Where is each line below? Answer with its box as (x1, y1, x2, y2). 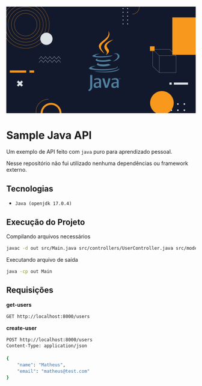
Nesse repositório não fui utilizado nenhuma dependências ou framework (6, 160, 188, 167)
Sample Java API (6, 128, 92, 142)
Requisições (6, 285, 54, 295)
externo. (6, 166, 27, 173)
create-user (6, 324, 37, 331)
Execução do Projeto (6, 217, 85, 227)
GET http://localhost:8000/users (6, 313, 90, 319)
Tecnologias (6, 184, 54, 194)
